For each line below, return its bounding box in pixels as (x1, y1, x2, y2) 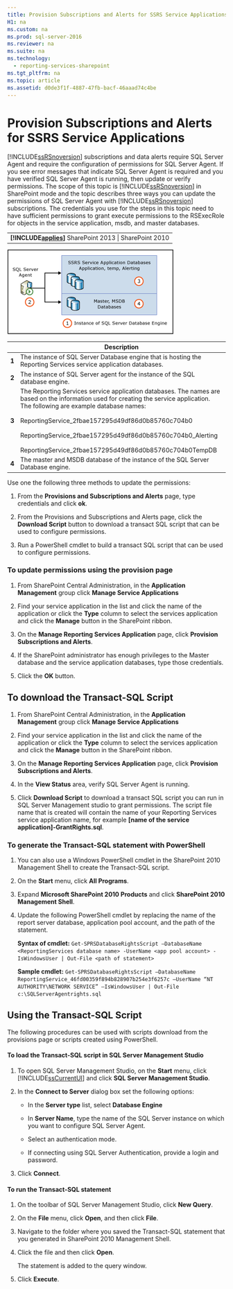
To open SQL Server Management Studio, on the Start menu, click (17, 1066, 207, 1075)
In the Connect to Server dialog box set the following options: (17, 1087, 194, 1096)
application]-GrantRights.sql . (17, 822, 104, 831)
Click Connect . (17, 1169, 61, 1177)
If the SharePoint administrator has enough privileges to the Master (17, 650, 209, 659)
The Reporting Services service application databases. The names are (20, 387, 221, 395)
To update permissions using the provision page (7, 565, 173, 575)
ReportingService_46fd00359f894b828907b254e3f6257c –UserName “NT (17, 976, 214, 983)
